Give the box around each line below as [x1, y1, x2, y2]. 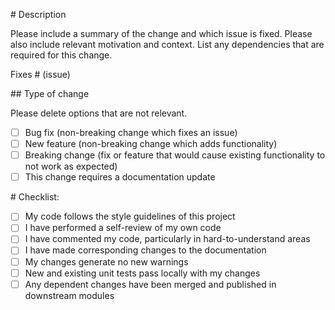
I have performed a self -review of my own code [24, 222, 222, 234]
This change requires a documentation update [24, 171, 216, 183]
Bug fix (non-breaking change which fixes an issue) [24, 127, 238, 138]
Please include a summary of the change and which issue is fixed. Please [10, 28, 313, 39]
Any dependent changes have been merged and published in [24, 278, 277, 290]
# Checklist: [10, 191, 60, 203]
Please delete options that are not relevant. [10, 107, 188, 119]
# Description [10, 9, 67, 20]
